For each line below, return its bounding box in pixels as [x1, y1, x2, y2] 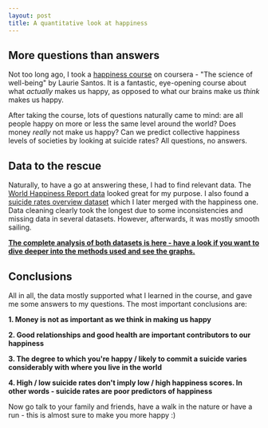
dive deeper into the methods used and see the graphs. [8, 246, 195, 256]
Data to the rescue [8, 159, 102, 172]
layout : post [8, 11, 52, 20]
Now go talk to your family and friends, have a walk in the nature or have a [8, 402, 253, 411]
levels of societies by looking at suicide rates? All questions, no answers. [8, 136, 247, 146]
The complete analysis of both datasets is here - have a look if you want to [8, 238, 260, 248]
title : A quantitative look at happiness [8, 19, 148, 27]
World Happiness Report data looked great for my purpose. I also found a [8, 189, 249, 198]
